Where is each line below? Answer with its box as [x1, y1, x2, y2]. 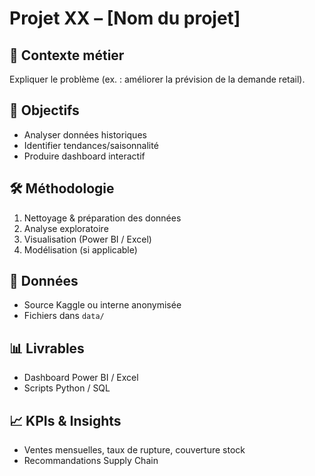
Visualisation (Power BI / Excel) [23, 233, 152, 245]
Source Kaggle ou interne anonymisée [23, 299, 182, 311]
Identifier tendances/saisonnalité [23, 139, 159, 151]
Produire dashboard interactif [23, 150, 146, 162]
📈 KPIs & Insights [9, 412, 122, 429]
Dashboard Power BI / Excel [23, 372, 139, 384]
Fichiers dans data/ [23, 310, 105, 322]
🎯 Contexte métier [9, 47, 125, 64]
